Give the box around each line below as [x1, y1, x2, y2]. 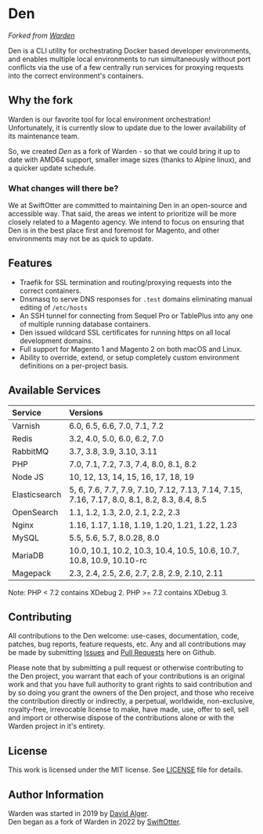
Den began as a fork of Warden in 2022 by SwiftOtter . [8, 818, 182, 827]
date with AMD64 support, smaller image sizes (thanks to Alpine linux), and [8, 155, 251, 164]
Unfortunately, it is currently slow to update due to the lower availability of [8, 123, 247, 132]
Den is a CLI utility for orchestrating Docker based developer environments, [8, 46, 252, 55]
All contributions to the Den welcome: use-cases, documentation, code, [8, 631, 240, 641]
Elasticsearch [12, 488, 62, 499]
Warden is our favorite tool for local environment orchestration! [8, 115, 211, 124]
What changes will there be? [8, 182, 119, 193]
